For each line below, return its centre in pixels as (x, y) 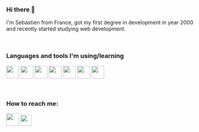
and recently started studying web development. (66, 29)
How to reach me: (32, 103)
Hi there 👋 (21, 10)
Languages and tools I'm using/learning (65, 56)
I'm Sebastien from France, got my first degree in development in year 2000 (100, 23)
